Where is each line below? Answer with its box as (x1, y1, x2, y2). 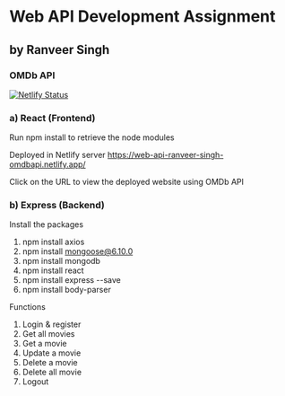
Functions (9, 302, 47, 312)
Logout (22, 376, 49, 387)
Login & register (22, 319, 82, 330)
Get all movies (22, 329, 75, 339)
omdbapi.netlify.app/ (9, 159, 87, 170)
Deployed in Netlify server (9, 150, 106, 161)
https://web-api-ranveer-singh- (107, 150, 224, 161)
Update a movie (22, 348, 82, 358)
